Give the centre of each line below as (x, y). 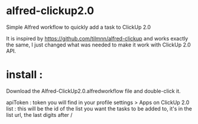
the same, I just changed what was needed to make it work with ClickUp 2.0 (98, 45)
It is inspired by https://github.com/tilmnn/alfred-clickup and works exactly (97, 38)
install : (25, 75)
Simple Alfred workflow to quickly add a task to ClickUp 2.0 (79, 27)
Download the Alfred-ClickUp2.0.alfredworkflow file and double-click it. (94, 91)
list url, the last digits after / (39, 115)
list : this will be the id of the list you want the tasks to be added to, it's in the (99, 108)
